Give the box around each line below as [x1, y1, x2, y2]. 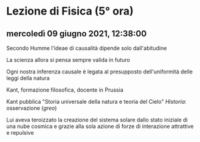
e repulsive [6, 129, 35, 136]
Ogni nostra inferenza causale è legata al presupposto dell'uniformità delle [6, 68, 193, 75]
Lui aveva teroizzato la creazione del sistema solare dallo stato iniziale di [6, 117, 188, 123]
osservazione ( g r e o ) [6, 104, 57, 112]
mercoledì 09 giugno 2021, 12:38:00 [6, 29, 147, 39]
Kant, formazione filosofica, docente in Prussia [6, 86, 123, 93]
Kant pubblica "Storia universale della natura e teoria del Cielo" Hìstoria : [6, 98, 187, 105]
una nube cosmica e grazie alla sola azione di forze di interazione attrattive [6, 123, 194, 130]
